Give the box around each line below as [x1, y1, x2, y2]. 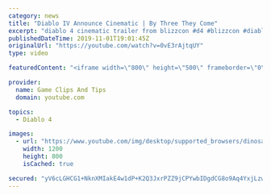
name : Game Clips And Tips [15, 85, 106, 93]
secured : [8, 174, 38, 182]
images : [8, 130, 35, 138]
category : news [8, 11, 60, 20]
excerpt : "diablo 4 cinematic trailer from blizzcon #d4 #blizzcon [8, 27, 240, 35]
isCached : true [23, 160, 74, 168]
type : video [8, 49, 48, 57]
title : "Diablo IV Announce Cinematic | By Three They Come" [8, 19, 219, 27]
